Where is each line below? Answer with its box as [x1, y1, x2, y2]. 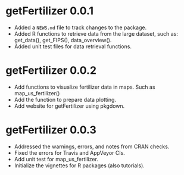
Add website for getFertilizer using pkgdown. [14, 102, 125, 110]
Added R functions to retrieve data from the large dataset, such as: [14, 30, 178, 37]
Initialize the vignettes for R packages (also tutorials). [14, 162, 145, 169]
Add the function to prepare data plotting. [14, 96, 117, 103]
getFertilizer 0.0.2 [5, 64, 96, 77]
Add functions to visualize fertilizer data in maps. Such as [14, 83, 155, 90]
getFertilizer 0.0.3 [5, 123, 96, 137]
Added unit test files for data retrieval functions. [14, 43, 132, 50]
